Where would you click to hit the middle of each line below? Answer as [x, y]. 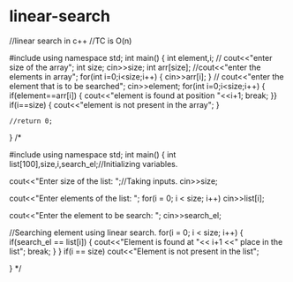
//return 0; [31, 121]
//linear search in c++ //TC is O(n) [71, 41]
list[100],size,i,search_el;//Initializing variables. [94, 164]
